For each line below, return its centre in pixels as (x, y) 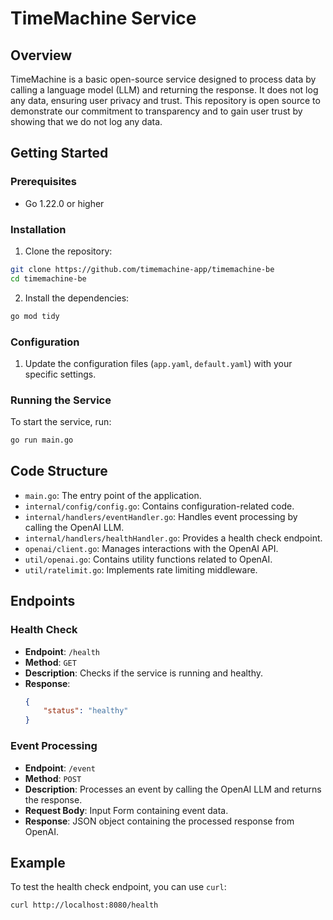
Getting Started (59, 153)
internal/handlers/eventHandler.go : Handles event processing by (161, 516)
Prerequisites (43, 182)
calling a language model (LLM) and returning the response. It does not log (164, 90)
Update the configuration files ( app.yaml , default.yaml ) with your (158, 363)
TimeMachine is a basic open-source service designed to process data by (163, 79)
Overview (41, 55)
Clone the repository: (68, 251)
